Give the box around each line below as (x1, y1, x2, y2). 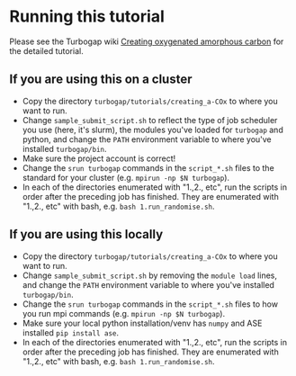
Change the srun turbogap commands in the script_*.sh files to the (22, 162, 274, 173)
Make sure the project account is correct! (22, 153, 176, 164)
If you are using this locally (9, 227, 164, 242)
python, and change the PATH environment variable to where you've (22, 133, 272, 145)
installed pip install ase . (22, 327, 120, 338)
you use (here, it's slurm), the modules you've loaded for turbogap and (22, 124, 283, 135)
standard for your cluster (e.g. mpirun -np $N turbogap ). (22, 172, 230, 183)
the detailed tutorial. (9, 45, 84, 56)
